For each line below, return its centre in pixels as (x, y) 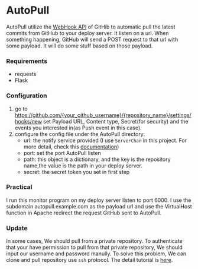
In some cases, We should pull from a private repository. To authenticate (94, 241)
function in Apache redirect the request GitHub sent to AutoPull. (84, 213)
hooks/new (28, 121)
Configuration (27, 96)
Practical (19, 187)
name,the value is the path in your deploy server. (83, 165)
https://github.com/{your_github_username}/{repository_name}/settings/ (103, 115)
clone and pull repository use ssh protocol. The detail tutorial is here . (90, 260)
